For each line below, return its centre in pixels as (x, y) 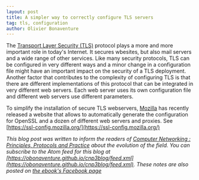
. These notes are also (161, 164)
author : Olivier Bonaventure (42, 28)
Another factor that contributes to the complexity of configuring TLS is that (98, 77)
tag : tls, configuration (37, 23)
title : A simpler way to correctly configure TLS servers (80, 17)
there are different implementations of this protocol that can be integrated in (100, 84)
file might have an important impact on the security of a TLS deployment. (96, 71)
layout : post (22, 12)
